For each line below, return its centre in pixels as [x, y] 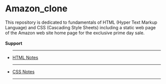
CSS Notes [23, 72]
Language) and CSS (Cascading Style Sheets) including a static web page [81, 27]
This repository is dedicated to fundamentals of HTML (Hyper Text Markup [81, 22]
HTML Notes [25, 57]
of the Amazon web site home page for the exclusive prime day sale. [75, 33]
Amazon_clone [36, 9]
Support [14, 43]
